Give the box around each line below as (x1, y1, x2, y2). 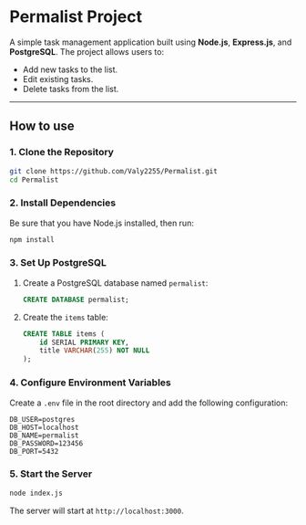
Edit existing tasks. (22, 73, 94, 84)
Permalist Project (9, 6, 143, 27)
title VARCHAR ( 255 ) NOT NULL (39, 346, 150, 355)
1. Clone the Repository (9, 146, 114, 159)
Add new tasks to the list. (22, 64, 118, 75)
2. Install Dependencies (9, 196, 117, 209)
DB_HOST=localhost (9, 423, 79, 432)
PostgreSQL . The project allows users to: (9, 46, 165, 57)
